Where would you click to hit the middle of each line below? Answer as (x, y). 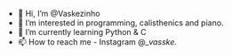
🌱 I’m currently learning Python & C (82, 32)
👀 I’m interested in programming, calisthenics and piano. (120, 23)
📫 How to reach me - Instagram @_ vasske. (97, 42)
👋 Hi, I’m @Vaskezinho (59, 14)
